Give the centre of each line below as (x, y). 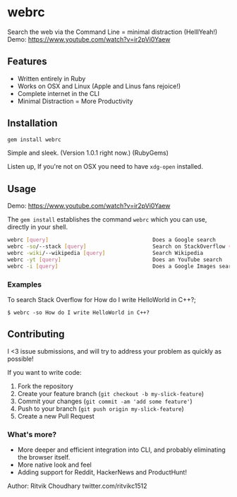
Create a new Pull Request (56, 416)
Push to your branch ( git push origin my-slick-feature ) (101, 408)
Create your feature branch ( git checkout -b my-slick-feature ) (111, 393)
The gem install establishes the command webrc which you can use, (107, 220)
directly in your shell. (38, 227)
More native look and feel (54, 465)
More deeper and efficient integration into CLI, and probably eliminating (121, 450)
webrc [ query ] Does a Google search (112, 240)
